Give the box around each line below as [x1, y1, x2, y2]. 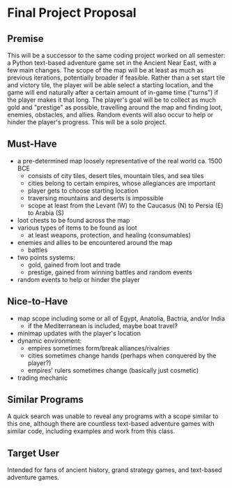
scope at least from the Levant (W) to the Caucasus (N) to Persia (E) [27, 201, 224, 209]
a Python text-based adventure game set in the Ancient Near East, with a [7, 59, 217, 67]
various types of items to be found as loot [17, 223, 137, 232]
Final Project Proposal [7, 5, 137, 21]
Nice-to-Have [7, 295, 68, 308]
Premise [7, 33, 44, 45]
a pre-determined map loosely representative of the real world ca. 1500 [17, 156, 223, 165]
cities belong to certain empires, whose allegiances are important [27, 179, 216, 187]
